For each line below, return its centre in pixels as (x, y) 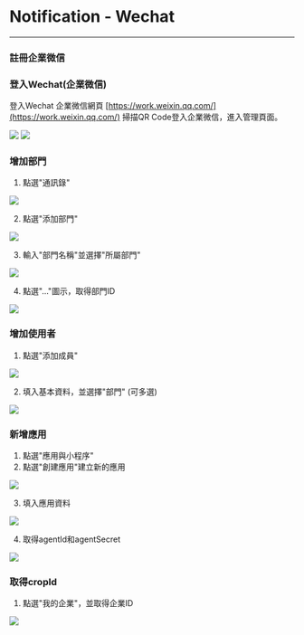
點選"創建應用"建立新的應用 (74, 467)
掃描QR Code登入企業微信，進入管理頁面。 (202, 117)
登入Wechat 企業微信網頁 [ (59, 106)
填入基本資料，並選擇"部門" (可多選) (90, 392)
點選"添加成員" (50, 355)
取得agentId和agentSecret (71, 539)
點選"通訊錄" (46, 183)
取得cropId (33, 582)
